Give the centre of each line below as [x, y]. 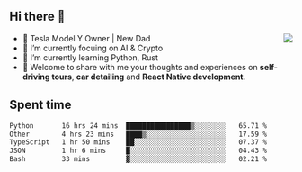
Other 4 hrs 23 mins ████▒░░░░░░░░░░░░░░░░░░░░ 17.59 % [138, 134]
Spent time [40, 105]
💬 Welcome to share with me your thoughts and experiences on [140, 67]
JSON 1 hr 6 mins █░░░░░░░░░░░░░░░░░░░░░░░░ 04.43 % [138, 151]
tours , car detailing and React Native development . [149, 77]
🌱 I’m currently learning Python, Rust [90, 57]
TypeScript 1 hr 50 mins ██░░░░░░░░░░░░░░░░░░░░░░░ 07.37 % [138, 142]
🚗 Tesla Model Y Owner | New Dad [86, 38]
